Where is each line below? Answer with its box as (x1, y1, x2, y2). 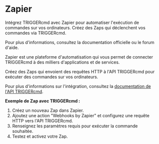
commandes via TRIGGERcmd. (5, 30, 67, 36)
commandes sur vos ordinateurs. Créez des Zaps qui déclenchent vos (5, 24, 146, 30)
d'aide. (5, 44, 19, 50)
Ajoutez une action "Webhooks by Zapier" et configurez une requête (12, 112, 150, 118)
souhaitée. (12, 128, 34, 134)
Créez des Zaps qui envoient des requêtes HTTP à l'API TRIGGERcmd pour (5, 68, 155, 74)
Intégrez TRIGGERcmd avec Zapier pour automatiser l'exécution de (5, 20, 140, 25)
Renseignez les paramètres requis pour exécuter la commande (12, 123, 138, 129)
